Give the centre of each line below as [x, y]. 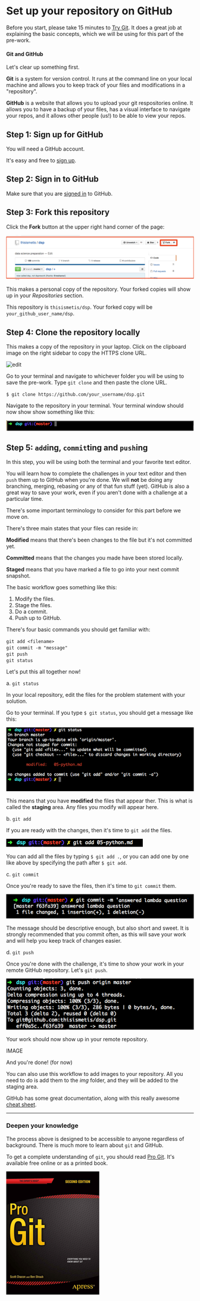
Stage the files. [33, 605]
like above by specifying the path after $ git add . [67, 862]
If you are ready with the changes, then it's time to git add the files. [89, 830]
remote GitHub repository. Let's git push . [57, 970]
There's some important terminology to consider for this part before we [94, 510]
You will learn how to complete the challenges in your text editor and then [96, 473]
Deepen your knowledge [42, 1125]
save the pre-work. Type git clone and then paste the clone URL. [87, 382]
